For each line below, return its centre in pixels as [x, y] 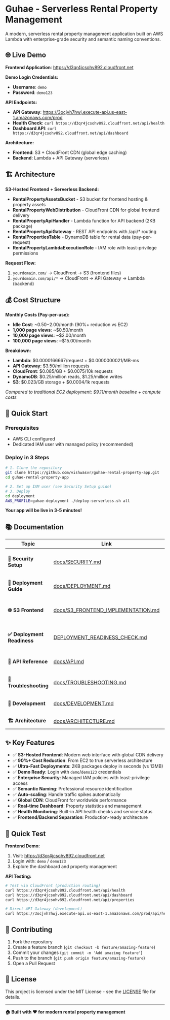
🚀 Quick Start [27, 413]
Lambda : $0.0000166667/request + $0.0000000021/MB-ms [76, 361]
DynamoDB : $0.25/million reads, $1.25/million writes [68, 377]
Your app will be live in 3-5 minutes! [44, 511]
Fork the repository [33, 942]
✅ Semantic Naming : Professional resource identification [72, 789]
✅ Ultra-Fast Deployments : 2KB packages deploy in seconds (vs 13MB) [88, 766]
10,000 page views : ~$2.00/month [49, 335]
